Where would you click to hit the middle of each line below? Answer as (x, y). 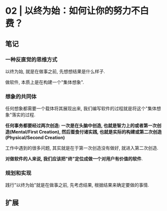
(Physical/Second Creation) (35, 138)
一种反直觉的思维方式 (31, 59)
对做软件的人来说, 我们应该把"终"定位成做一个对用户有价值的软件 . (74, 159)
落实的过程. (24, 115)
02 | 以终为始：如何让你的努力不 (73, 11)
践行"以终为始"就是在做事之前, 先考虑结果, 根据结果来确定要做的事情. (77, 185)
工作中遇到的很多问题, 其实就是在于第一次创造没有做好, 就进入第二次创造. (82, 148)
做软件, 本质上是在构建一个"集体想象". (45, 82)
